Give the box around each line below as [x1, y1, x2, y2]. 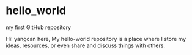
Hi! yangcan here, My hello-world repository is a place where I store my [6, 35, 186, 42]
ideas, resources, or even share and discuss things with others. [6, 42, 166, 49]
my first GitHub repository [6, 24, 72, 31]
